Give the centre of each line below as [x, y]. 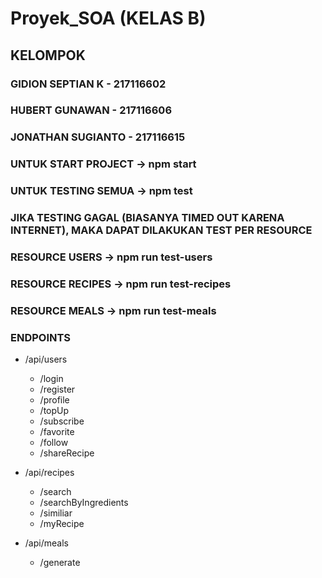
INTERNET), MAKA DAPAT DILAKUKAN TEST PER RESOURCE [161, 230]
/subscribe [62, 421]
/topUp [54, 411]
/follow [54, 443]
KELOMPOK [48, 55]
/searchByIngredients [84, 503]
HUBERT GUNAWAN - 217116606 [91, 110]
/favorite [57, 432]
